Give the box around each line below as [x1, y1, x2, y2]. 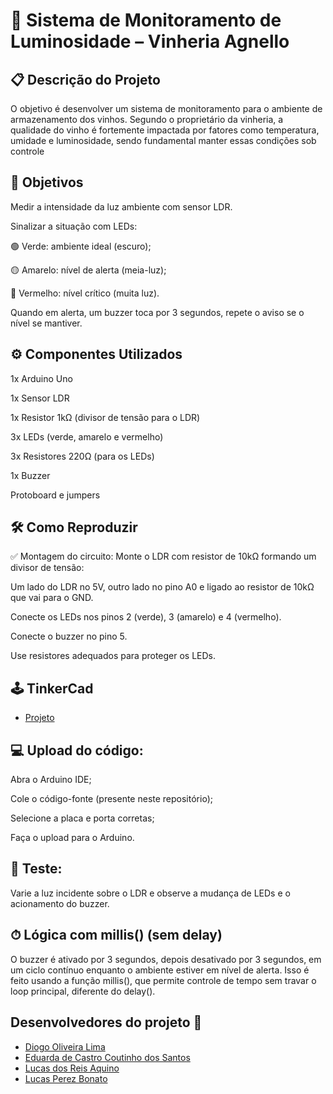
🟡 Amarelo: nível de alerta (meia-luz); [10, 264, 167, 276]
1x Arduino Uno [10, 372, 73, 384]
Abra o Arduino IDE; [10, 774, 92, 786]
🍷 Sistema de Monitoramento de [10, 9, 282, 32]
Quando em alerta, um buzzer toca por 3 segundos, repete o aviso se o [10, 306, 305, 318]
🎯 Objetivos [10, 174, 84, 191]
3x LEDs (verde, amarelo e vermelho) [10, 430, 164, 443]
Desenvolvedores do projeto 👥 [10, 1014, 203, 1031]
